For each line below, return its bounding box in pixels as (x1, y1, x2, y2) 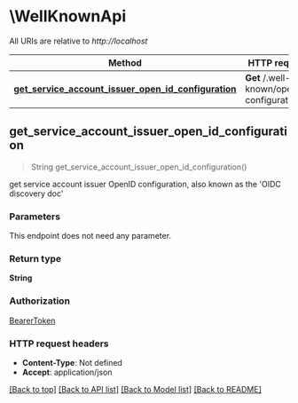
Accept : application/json (21, 367, 113, 377)
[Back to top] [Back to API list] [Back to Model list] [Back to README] (9, 383, 262, 394)
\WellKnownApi (9, 6, 127, 27)
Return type (9, 252, 62, 265)
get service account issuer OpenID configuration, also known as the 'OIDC (9, 178, 282, 189)
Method (107, 56, 142, 68)
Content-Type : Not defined (21, 357, 122, 367)
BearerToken (9, 315, 56, 326)
